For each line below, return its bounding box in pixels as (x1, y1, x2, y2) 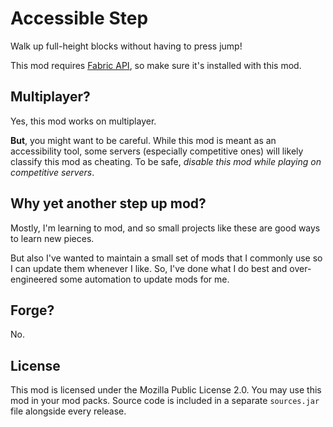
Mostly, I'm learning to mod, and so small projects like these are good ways (10, 222, 321, 234)
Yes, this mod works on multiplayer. (10, 115, 157, 127)
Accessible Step (10, 7, 149, 30)
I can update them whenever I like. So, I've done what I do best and (10, 262, 288, 274)
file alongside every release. (10, 405, 127, 417)
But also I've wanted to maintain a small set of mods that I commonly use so (10, 252, 323, 264)
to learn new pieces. (10, 232, 95, 244)
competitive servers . (10, 166, 95, 178)
